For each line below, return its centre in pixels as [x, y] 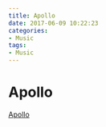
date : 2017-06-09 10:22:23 [53, 23]
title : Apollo [32, 16]
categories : [28, 30]
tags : [17, 46]
